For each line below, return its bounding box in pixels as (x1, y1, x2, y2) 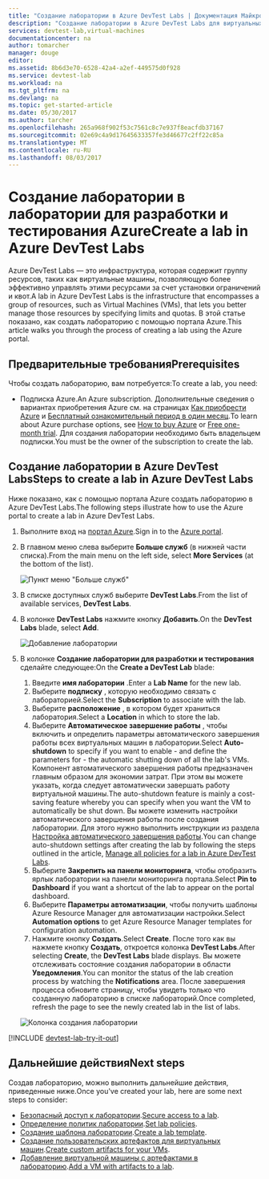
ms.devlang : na (8, 94, 59, 102)
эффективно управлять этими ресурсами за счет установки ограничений (8, 283, 261, 293)
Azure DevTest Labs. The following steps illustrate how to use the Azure (8, 502, 243, 512)
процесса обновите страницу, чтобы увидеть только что (31, 985, 226, 994)
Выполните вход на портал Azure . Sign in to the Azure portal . (19, 526, 224, 536)
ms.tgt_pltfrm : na (8, 86, 70, 95)
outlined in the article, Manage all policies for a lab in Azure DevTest (31, 848, 256, 858)
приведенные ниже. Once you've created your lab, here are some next (8, 1086, 243, 1096)
